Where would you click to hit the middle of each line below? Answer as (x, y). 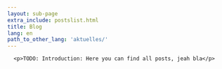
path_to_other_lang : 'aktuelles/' (58, 40)
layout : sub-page (33, 14)
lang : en (20, 33)
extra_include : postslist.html (53, 20)
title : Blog (25, 26)
